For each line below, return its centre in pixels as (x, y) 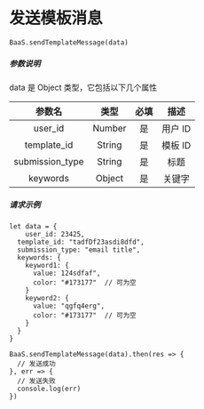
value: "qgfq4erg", (68, 306)
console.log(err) (49, 389)
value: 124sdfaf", (67, 273)
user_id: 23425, (55, 234)
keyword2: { (47, 298)
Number (110, 128)
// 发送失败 (36, 381)
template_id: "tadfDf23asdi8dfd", (81, 242)
